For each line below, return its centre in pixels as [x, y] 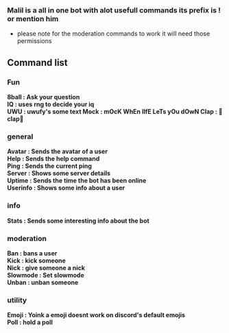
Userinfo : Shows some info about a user [66, 188]
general [20, 136]
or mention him [33, 18]
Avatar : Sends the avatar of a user [58, 151]
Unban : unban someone [43, 282]
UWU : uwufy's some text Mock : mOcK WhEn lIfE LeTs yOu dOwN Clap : [112, 111]
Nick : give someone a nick [46, 268]
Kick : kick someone [37, 260]
